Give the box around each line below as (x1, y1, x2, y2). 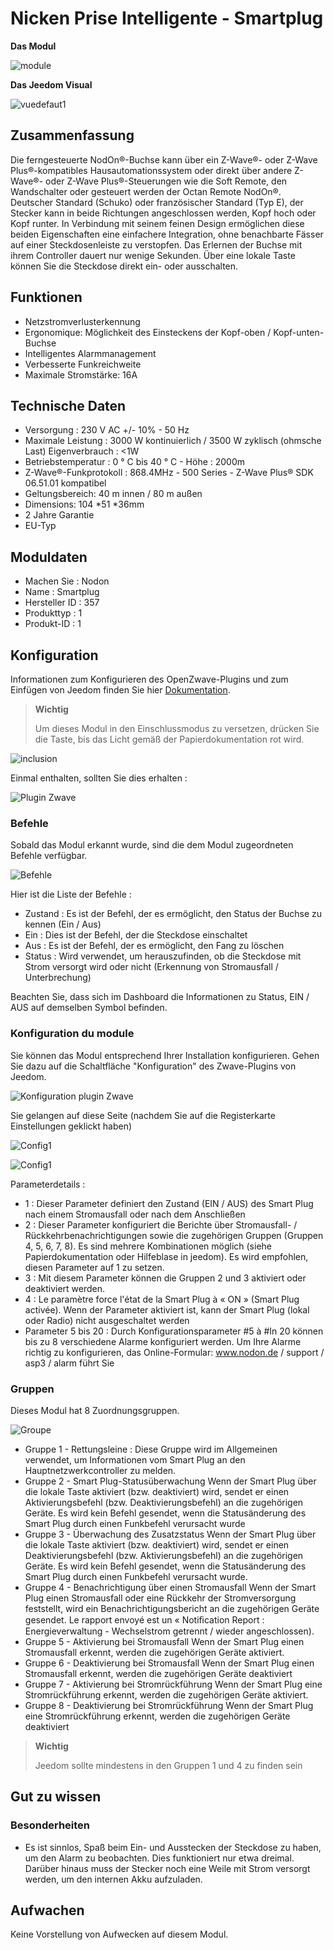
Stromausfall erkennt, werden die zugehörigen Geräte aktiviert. (24, 1646, 285, 1658)
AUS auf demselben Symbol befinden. (10, 1002, 168, 1014)
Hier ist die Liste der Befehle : (10, 888, 132, 901)
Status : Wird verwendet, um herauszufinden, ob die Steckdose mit (24, 950, 302, 962)
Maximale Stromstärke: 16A (24, 368, 138, 381)
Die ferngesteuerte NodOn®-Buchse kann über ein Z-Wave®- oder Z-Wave (10, 153, 318, 166)
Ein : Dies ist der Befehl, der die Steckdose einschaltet (24, 929, 248, 941)
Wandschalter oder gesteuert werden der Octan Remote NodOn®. (10, 185, 282, 197)
